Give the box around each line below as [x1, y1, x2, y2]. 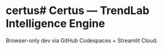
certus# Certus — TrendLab [5, 4, 150, 18]
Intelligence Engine [5, 16, 105, 30]
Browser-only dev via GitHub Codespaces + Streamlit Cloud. [5, 37, 158, 44]
